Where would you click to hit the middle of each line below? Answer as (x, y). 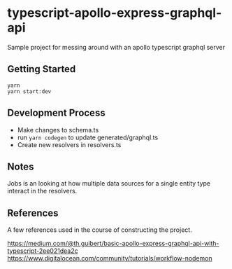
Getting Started (42, 69)
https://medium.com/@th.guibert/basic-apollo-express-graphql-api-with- (113, 244)
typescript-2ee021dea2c (43, 251)
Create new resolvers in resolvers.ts (69, 144)
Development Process (57, 113)
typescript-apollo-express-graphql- (115, 13)
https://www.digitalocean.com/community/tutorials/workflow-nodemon (110, 258)
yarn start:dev (29, 91)
